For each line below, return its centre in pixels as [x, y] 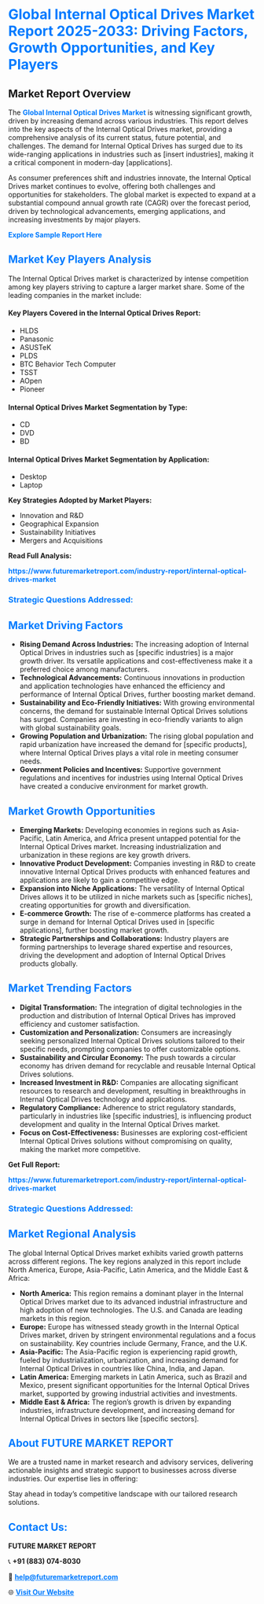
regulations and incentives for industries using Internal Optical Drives [131, 778]
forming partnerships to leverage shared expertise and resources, [126, 947]
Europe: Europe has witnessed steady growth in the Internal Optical [129, 1326]
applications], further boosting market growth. [94, 930]
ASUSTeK [35, 348]
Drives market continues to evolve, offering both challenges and [112, 186]
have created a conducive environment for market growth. [114, 786]
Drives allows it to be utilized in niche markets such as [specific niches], [136, 896]
